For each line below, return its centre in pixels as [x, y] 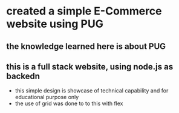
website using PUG [55, 24]
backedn [23, 76]
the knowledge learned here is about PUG [86, 46]
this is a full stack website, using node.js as [90, 67]
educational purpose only [47, 97]
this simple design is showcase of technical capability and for [92, 91]
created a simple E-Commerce [84, 11]
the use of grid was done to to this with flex [69, 103]
